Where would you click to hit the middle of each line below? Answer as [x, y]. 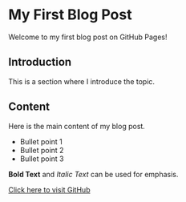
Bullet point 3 [42, 159]
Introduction [40, 62]
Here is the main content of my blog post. [77, 126]
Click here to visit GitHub [49, 189]
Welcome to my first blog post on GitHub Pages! [88, 37]
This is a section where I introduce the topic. [81, 81]
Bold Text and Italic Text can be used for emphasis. [93, 174]
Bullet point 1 [41, 141]
